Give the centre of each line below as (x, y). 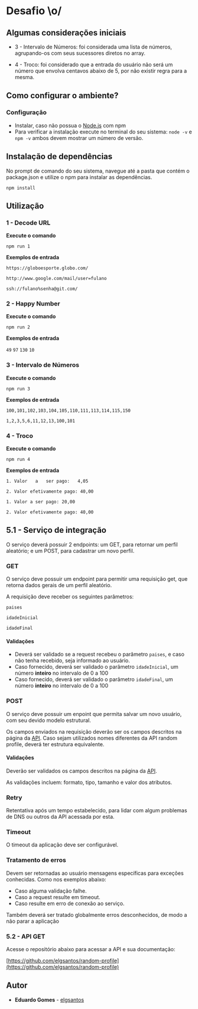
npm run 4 (18, 460)
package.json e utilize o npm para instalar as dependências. (79, 177)
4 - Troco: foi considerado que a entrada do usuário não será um (94, 64)
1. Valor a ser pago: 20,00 (41, 502)
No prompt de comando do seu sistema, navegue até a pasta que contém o (98, 171)
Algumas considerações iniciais (66, 33)
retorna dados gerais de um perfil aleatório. (59, 585)
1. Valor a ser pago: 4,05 (47, 481)
